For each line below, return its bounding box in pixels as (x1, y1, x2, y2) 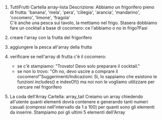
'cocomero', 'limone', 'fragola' (9, 15, 70, 20)
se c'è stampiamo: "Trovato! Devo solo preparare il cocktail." (17, 63, 140, 69)
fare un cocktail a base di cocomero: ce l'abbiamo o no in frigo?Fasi (9, 25, 148, 31)
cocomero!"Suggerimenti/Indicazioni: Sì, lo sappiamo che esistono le (17, 74, 158, 79)
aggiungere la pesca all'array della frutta (9, 44, 92, 50)
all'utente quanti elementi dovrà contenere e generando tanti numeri (9, 99, 149, 105)
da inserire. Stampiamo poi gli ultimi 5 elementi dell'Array (9, 109, 126, 115)
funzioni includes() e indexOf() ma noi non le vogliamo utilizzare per (17, 79, 155, 85)
